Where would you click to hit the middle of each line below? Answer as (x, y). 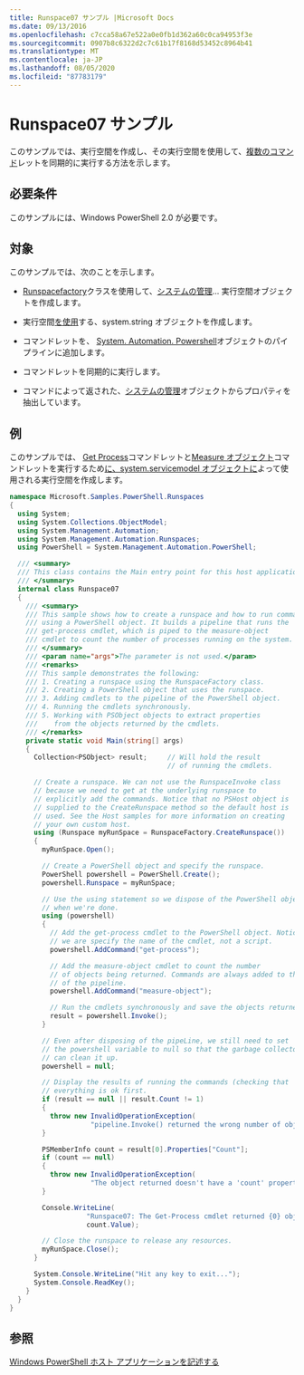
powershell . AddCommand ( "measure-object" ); (131, 991)
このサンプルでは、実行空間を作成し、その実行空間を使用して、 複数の (140, 151)
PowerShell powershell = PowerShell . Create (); (131, 874)
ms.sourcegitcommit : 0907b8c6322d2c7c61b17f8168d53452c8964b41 (131, 43)
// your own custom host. (82, 824)
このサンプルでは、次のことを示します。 (85, 272)
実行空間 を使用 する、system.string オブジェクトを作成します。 (140, 322)
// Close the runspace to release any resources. (137, 1241)
